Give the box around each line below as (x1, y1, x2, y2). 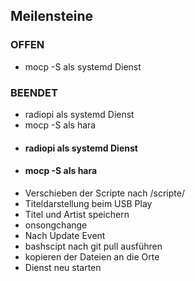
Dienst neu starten (24, 261, 102, 273)
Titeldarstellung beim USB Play (24, 197, 153, 209)
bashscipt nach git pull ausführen (24, 240, 163, 252)
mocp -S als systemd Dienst (24, 60, 142, 73)
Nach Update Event (24, 229, 106, 241)
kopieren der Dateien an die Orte (24, 250, 160, 263)
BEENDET (10, 85, 58, 99)
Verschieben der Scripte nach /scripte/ (24, 187, 185, 199)
